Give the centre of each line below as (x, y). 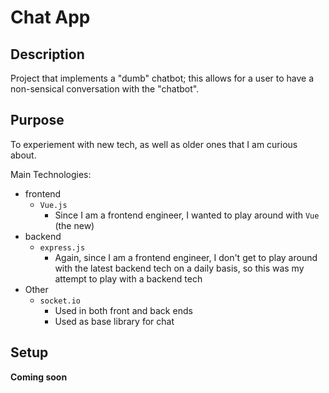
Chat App (50, 17)
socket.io (60, 301)
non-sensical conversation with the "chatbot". (105, 89)
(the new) (74, 225)
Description (47, 54)
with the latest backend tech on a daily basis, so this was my (179, 268)
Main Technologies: (51, 174)
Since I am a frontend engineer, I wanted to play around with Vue (187, 215)
